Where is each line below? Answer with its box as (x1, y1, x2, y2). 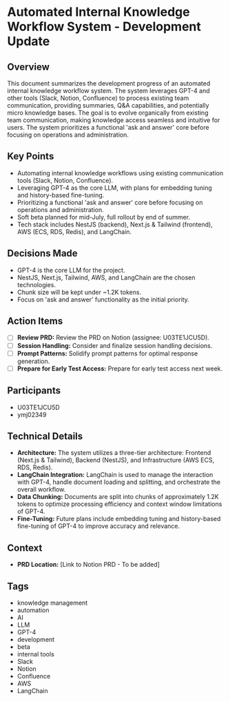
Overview (7, 61, 50, 72)
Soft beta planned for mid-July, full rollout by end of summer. (17, 213, 191, 221)
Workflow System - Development (7, 19, 201, 35)
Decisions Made (7, 248, 78, 260)
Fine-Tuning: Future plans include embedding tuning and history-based (17, 515, 221, 523)
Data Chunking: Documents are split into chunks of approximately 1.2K (17, 493, 219, 501)
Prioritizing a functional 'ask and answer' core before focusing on (17, 198, 203, 206)
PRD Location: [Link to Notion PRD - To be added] (17, 560, 160, 569)
